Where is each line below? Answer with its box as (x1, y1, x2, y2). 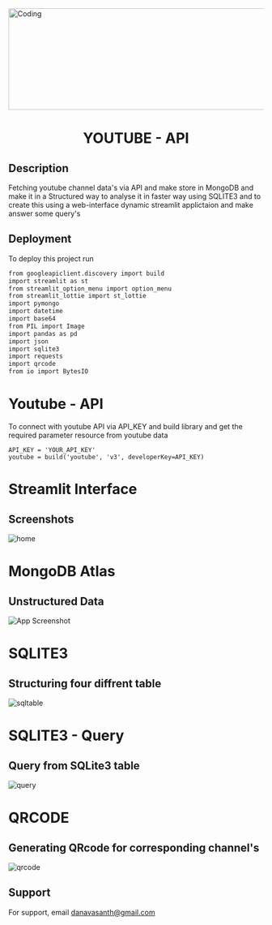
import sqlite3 (8, 345, 60, 353)
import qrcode (8, 360, 57, 368)
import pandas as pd (8, 329, 79, 338)
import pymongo (8, 299, 60, 308)
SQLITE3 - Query (8, 726, 125, 745)
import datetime (8, 308, 63, 316)
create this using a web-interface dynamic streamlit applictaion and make (8, 200, 253, 209)
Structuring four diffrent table (8, 677, 162, 691)
